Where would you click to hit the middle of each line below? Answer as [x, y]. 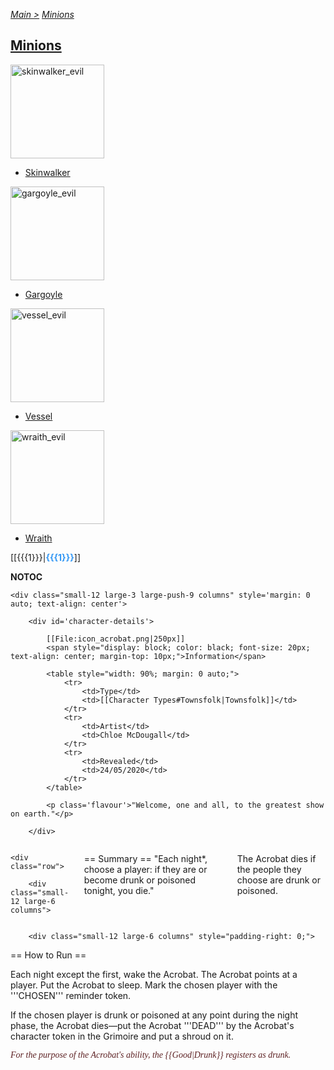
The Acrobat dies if [276, 858]
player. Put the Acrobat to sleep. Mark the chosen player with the [144, 985]
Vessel [38, 416]
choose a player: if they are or [145, 869]
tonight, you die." [119, 890]
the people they [269, 869]
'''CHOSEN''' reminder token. [71, 995]
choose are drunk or [278, 880]
